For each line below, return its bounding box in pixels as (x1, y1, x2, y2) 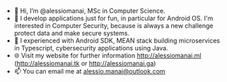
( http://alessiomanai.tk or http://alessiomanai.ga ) (13, 60, 156, 67)
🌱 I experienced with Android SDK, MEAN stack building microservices (13, 36, 221, 45)
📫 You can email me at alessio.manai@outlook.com (13, 67, 165, 75)
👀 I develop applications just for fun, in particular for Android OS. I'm (13, 14, 214, 22)
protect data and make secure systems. (13, 29, 129, 37)
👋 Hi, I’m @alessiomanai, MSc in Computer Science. (13, 7, 165, 15)
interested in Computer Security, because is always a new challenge (13, 22, 214, 29)
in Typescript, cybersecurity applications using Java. (13, 44, 168, 52)
